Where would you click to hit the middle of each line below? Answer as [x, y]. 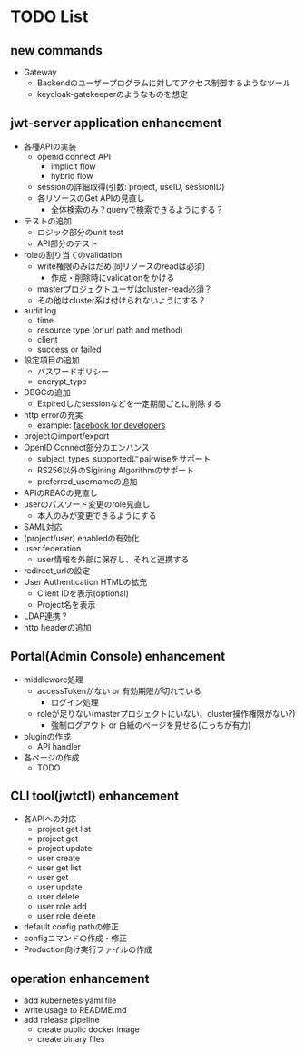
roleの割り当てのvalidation [73, 254]
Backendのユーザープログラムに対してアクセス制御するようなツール [164, 83]
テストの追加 [47, 221]
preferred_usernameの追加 [87, 481]
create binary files [71, 1039]
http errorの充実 [54, 414]
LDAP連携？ [46, 616]
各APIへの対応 [50, 819]
